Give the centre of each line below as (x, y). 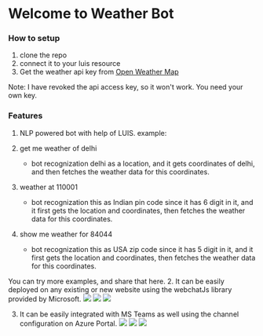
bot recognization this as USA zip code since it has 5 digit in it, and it (142, 249)
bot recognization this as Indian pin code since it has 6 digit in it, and (142, 202)
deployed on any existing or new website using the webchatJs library (120, 289)
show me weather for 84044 (66, 234)
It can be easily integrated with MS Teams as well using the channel (129, 314)
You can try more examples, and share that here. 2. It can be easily (117, 281)
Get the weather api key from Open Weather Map (99, 72)
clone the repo (43, 55)
